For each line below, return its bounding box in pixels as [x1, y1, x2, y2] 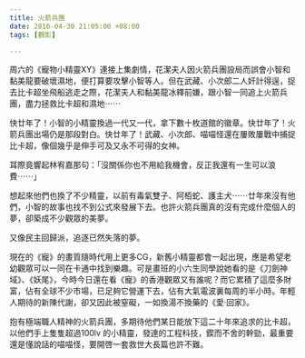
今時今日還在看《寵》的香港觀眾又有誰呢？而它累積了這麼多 [60, 274, 284, 285]
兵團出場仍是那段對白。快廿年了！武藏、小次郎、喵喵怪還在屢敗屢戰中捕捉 [16, 129, 296, 140]
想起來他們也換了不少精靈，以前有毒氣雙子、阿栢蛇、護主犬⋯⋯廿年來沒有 [9, 190, 288, 201]
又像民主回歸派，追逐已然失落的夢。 [9, 233, 145, 244]
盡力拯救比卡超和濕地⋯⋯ [25, 98, 121, 109]
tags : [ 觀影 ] [9, 30, 56, 39]
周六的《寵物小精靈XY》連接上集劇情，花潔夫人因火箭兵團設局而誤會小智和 [9, 65, 291, 75]
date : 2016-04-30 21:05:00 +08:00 [9, 22, 141, 31]
